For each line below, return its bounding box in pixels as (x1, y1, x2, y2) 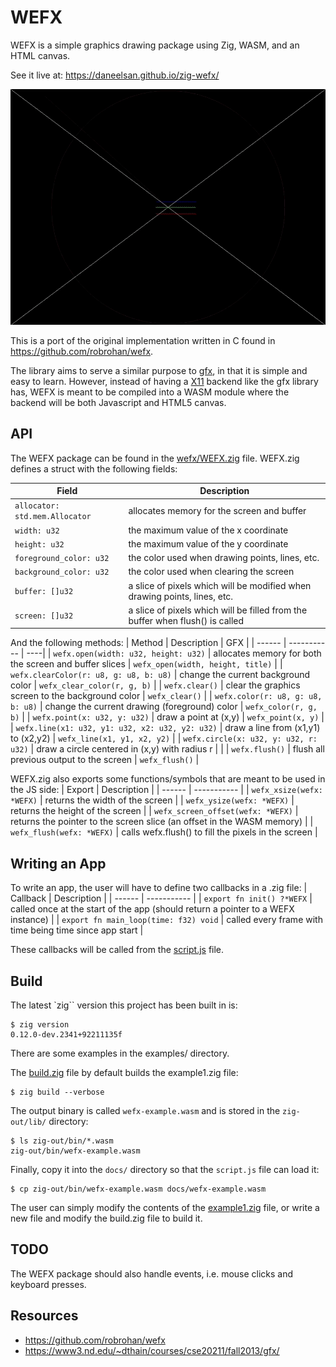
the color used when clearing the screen (128, 566, 295, 578)
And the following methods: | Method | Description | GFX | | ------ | (10, 637, 287, 649)
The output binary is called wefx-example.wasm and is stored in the (10, 1105, 281, 1117)
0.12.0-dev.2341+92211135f (10, 1030, 123, 1040)
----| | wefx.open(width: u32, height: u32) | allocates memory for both (26, 647, 322, 660)
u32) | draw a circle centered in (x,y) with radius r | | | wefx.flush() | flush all (10, 743, 325, 755)
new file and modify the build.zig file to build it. (10, 1212, 203, 1225)
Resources (10, 1307, 79, 1325)
